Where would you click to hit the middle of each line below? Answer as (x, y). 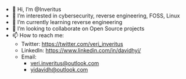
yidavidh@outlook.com (59, 70)
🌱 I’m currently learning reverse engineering (67, 22)
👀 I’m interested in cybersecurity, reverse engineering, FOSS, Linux (96, 16)
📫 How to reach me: (38, 35)
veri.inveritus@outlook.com (64, 63)
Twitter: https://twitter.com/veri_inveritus (72, 44)
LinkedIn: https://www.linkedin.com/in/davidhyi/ (81, 50)
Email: (29, 57)
